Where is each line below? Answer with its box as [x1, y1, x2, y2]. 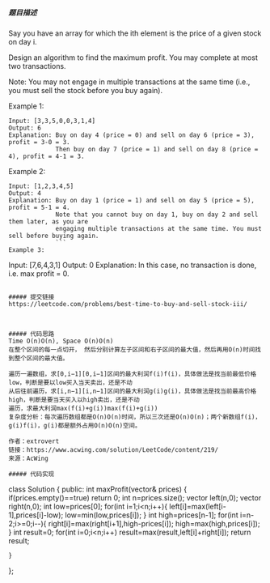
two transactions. [8, 61, 66, 70]
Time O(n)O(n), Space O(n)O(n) [8, 337, 114, 345]
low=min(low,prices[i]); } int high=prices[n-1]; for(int [65, 510, 238, 520]
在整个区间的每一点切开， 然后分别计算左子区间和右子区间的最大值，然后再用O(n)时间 [8, 345, 255, 354]
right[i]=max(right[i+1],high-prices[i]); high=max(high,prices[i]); [48, 518, 260, 528]
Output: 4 [8, 189, 42, 198]
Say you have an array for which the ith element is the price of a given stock [8, 28, 262, 38]
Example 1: [8, 101, 44, 111]
